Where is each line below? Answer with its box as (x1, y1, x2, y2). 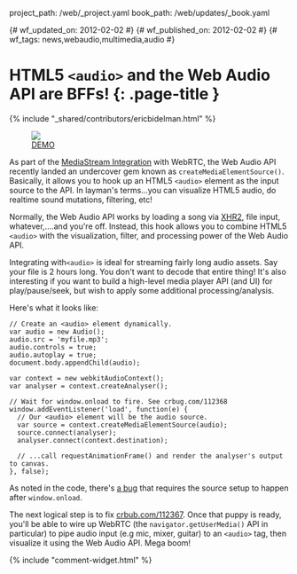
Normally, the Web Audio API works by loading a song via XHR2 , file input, (9, 211, 281, 222)
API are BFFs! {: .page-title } (9, 84, 220, 105)
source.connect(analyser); (17, 428, 117, 437)
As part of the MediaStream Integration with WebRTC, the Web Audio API (9, 156, 277, 167)
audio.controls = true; (9, 342, 98, 351)
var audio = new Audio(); (9, 327, 105, 336)
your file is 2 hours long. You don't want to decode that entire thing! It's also (9, 266, 286, 277)
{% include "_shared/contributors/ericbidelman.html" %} (9, 113, 216, 123)
